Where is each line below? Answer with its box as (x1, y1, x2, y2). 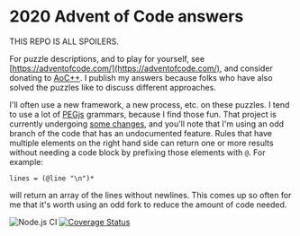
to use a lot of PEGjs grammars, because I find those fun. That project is (9, 109, 277, 119)
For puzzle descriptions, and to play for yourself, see (9, 53, 205, 64)
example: (9, 156, 43, 167)
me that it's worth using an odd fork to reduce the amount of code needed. (9, 199, 287, 210)
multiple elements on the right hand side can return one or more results (9, 137, 274, 148)
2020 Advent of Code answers (9, 6, 244, 27)
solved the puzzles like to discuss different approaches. (9, 82, 216, 92)
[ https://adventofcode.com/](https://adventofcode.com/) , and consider (9, 63, 273, 74)
